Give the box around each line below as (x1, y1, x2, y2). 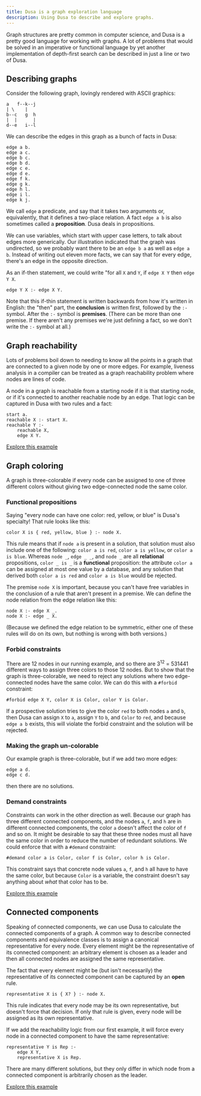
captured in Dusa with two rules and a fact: (6, 400, 113, 407)
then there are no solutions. (6, 783, 74, 790)
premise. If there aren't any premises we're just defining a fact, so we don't (6, 316, 192, 324)
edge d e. (6, 171, 31, 177)
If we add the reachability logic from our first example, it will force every (6, 1026, 184, 1033)
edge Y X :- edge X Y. (6, 287, 63, 293)
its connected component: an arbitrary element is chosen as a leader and (6, 948, 187, 955)
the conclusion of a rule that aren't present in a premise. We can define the (6, 590, 191, 598)
